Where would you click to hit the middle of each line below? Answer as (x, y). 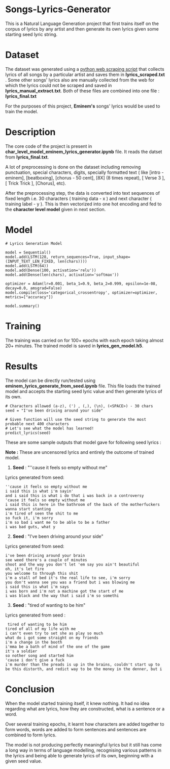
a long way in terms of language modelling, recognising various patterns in (83, 750)
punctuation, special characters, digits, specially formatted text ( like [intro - (84, 172)
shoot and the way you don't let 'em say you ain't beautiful (72, 565)
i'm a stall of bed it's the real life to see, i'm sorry (68, 578)
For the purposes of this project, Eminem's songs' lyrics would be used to (83, 106)
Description (30, 132)
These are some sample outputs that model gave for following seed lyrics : (83, 442)
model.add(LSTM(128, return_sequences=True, (53, 257)
